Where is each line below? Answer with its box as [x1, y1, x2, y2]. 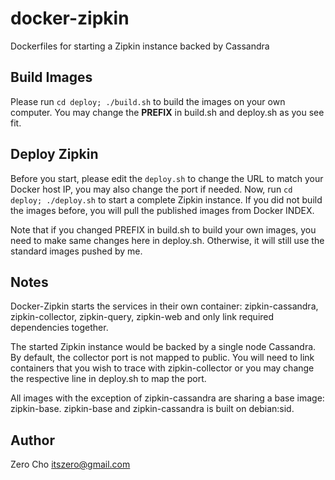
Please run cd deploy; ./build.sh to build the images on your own [10, 95, 286, 107]
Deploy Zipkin [10, 146, 99, 163]
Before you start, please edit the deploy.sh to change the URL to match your [10, 172, 324, 184]
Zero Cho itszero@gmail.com [10, 458, 131, 471]
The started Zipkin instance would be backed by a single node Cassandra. [10, 341, 317, 353]
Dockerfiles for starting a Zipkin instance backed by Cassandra [10, 40, 270, 52]
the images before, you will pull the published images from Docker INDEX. [10, 204, 315, 216]
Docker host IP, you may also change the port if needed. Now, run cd [10, 183, 293, 195]
